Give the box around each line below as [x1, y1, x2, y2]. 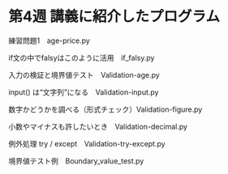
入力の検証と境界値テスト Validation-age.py [8, 70, 160, 79]
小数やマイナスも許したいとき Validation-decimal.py [8, 121, 188, 131]
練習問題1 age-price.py [8, 36, 91, 45]
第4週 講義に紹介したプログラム [8, 7, 221, 26]
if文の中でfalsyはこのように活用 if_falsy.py [8, 53, 155, 62]
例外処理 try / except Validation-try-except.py [8, 138, 166, 148]
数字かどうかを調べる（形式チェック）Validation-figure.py [8, 104, 203, 114]
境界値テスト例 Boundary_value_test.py [8, 155, 144, 166]
